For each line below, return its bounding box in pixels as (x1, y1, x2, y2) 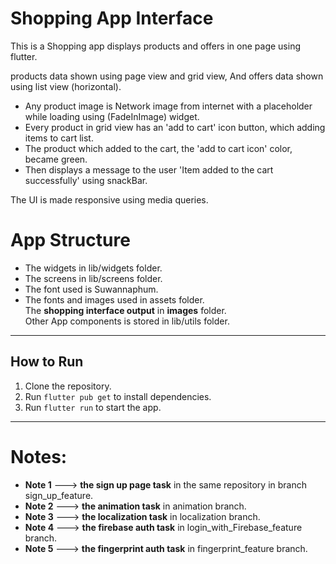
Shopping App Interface (10, 7, 214, 30)
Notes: (10, 445, 68, 468)
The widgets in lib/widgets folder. (24, 262, 163, 274)
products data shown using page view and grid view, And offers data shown (10, 70, 324, 82)
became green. (24, 153, 88, 165)
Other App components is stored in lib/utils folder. (24, 315, 230, 327)
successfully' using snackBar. (24, 174, 148, 186)
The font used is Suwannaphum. (24, 283, 159, 295)
